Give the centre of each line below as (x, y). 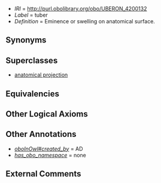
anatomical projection (41, 75)
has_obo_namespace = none (50, 155)
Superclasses (32, 60)
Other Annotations (41, 134)
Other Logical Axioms (47, 114)
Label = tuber (31, 15)
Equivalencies (32, 94)
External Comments (43, 174)
